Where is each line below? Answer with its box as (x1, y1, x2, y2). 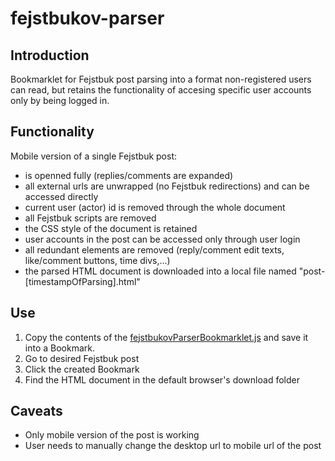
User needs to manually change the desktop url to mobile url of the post (24, 440, 322, 452)
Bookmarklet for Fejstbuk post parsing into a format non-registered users (10, 73, 312, 85)
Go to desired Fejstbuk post (24, 352, 140, 364)
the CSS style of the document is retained (24, 222, 198, 234)
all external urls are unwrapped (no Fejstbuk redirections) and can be (24, 180, 310, 192)
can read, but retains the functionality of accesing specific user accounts (10, 84, 312, 96)
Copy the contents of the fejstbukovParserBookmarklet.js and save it (24, 331, 309, 343)
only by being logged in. (10, 95, 110, 106)
